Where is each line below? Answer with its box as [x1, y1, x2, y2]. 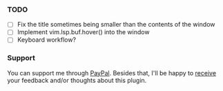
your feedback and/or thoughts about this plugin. [7, 76, 147, 84]
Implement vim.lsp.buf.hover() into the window [17, 28, 150, 36]
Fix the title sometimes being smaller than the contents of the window [17, 21, 215, 29]
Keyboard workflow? [17, 36, 77, 44]
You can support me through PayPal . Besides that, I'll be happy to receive [7, 68, 216, 77]
